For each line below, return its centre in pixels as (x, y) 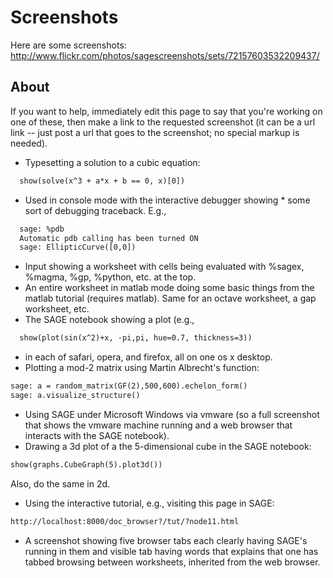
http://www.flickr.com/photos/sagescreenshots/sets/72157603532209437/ (165, 55)
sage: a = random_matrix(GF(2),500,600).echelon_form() (129, 386)
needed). (29, 143)
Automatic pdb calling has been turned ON (109, 238)
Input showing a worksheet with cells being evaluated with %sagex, (164, 267)
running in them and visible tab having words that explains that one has (171, 551)
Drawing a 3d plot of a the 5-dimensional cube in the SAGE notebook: (168, 446)
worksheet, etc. (57, 309)
